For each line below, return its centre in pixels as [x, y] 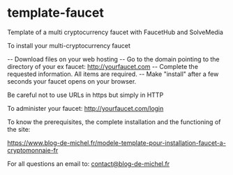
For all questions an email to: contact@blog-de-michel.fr [88, 163]
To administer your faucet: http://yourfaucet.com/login [85, 108]
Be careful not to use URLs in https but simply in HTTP [85, 95]
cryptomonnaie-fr [33, 150]
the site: [19, 129]
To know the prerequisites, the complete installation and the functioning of [114, 122]
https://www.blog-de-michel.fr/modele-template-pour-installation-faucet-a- [117, 143]
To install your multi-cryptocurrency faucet [69, 45]
